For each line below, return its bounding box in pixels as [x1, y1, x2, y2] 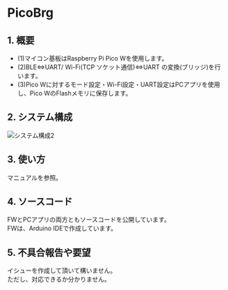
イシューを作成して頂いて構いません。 [7, 266, 117, 275]
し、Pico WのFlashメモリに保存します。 [17, 89, 132, 97]
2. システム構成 [7, 112, 73, 123]
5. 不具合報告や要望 [7, 246, 91, 259]
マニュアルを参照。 [7, 173, 63, 182]
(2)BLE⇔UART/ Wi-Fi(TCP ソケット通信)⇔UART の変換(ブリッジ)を [17, 63, 215, 71]
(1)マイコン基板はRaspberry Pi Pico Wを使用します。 [17, 54, 168, 62]
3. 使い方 [7, 153, 46, 165]
